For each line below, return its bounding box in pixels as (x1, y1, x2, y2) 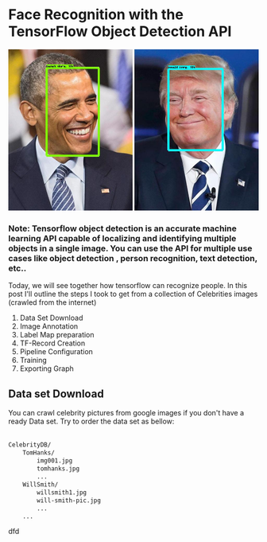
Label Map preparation (19, 330, 95, 340)
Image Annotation (19, 322, 79, 331)
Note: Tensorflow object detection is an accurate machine (8, 223, 237, 234)
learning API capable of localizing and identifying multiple (8, 232, 237, 244)
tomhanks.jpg (37, 464, 80, 473)
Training (19, 356, 48, 365)
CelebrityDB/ (8, 440, 52, 449)
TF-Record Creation (19, 338, 86, 348)
